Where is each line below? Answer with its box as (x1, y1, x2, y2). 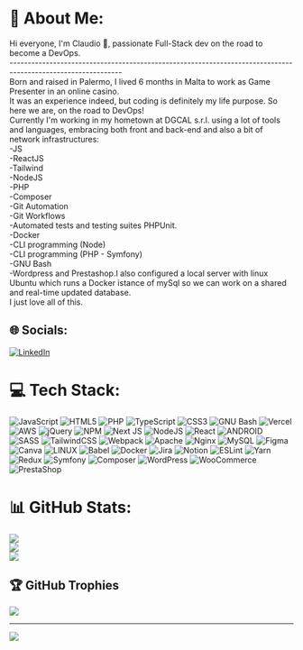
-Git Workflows (9, 210, 66, 221)
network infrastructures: (9, 133, 99, 144)
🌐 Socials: (9, 323, 69, 338)
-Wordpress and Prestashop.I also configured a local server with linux (9, 268, 269, 279)
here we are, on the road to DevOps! (9, 105, 144, 115)
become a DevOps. (9, 47, 81, 58)
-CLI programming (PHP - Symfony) (9, 248, 142, 260)
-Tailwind (9, 162, 43, 173)
